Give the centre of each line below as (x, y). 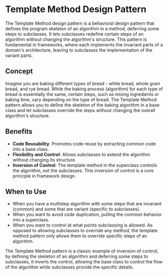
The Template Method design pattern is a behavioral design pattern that (80, 23)
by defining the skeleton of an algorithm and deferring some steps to (77, 256)
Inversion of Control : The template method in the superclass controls (85, 165)
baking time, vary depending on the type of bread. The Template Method (81, 99)
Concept (19, 71)
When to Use (26, 191)
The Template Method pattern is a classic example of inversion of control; (82, 251)
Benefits (19, 131)
